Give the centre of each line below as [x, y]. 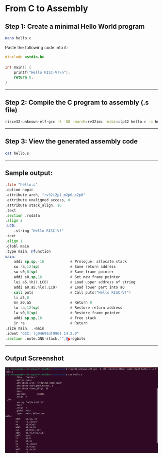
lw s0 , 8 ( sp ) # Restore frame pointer [67, 313]
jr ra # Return [51, 323]
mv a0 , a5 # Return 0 [53, 303]
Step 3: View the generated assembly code [72, 141]
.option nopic [19, 190]
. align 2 [14, 221]
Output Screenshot [34, 358]
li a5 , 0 [21, 298]
